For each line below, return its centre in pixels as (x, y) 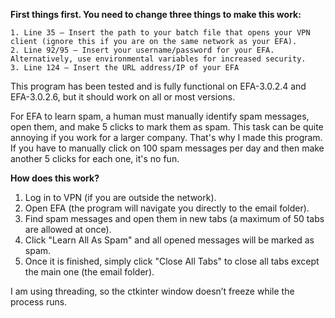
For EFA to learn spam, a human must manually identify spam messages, (160, 116)
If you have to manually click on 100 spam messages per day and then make (167, 148)
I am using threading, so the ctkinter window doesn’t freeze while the (152, 291)
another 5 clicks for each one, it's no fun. (95, 158)
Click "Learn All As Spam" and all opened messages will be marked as (169, 240)
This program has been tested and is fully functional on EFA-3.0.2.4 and (158, 86)
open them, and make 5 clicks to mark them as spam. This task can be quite (167, 127)
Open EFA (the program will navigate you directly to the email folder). (167, 208)
